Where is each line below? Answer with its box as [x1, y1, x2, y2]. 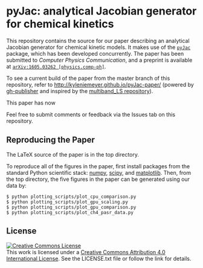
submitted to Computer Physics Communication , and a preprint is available [6, 56, 193, 64]
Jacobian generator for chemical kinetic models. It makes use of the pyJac [6, 44, 191, 51]
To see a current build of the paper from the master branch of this [6, 74, 170, 82]
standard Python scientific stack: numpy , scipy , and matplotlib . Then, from [6, 169, 192, 176]
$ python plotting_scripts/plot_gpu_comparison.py [6, 204, 137, 210]
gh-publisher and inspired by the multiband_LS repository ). [6, 87, 153, 94]
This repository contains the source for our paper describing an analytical [6, 37, 190, 44]
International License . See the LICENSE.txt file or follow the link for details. [6, 255, 192, 262]
